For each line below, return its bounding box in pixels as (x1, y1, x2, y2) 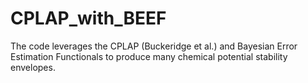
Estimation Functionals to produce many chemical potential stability (10, 50, 288, 62)
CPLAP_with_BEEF (10, 7, 167, 30)
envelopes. (10, 61, 56, 73)
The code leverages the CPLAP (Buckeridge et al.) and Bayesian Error (10, 40, 298, 52)
